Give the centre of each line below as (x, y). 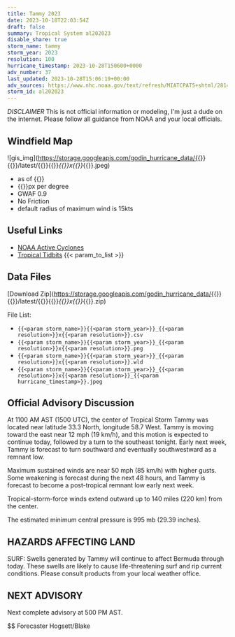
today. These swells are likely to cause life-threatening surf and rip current (115, 566)
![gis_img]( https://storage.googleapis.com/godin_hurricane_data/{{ (104, 157)
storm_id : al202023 (36, 92)
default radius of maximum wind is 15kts (75, 208)
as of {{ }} (31, 178)
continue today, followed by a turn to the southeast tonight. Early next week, (117, 442)
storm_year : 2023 (33, 53)
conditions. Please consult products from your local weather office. (104, 573)
